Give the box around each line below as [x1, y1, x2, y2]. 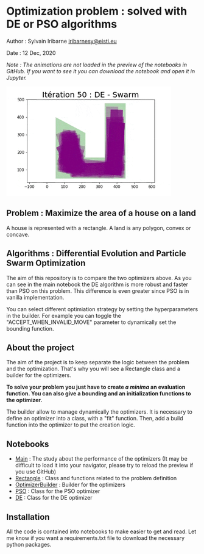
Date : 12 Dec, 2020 [6, 49, 56, 56]
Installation [6, 511, 50, 522]
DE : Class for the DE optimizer [15, 494, 93, 502]
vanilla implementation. [6, 293, 65, 301]
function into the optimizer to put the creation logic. [6, 421, 135, 428]
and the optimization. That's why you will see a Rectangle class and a [6, 365, 181, 373]
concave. [6, 231, 30, 238]
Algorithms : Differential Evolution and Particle [6, 248, 186, 259]
